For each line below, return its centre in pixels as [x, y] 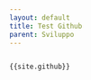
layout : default [40, 18]
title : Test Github [46, 26]
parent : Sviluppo [42, 34]
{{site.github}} [40, 67]
